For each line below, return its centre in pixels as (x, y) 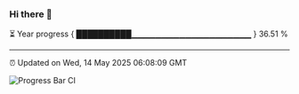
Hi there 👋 (31, 14)
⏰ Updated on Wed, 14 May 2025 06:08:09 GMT (98, 63)
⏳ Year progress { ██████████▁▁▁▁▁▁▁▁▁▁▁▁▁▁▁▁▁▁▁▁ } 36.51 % (149, 34)
